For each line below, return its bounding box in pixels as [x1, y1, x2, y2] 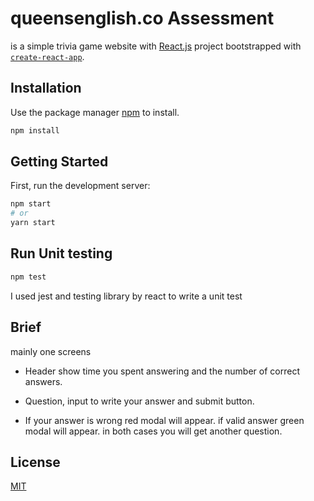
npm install [10, 125, 60, 136]
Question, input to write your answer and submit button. [24, 395, 255, 407]
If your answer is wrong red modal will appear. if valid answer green [24, 414, 305, 426]
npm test [10, 272, 47, 282]
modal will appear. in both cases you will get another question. [24, 425, 283, 437]
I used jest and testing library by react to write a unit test [10, 290, 243, 302]
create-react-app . [10, 50, 85, 62]
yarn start [10, 218, 56, 228]
